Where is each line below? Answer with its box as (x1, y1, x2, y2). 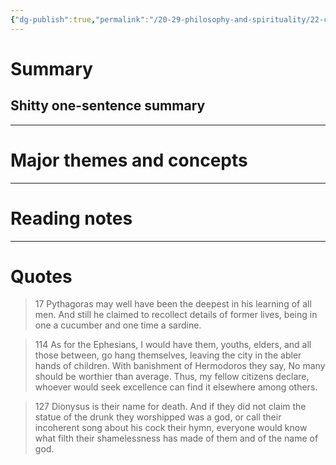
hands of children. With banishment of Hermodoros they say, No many (34, 360, 326, 372)
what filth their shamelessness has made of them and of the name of (34, 432, 319, 445)
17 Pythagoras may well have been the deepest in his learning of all (34, 298, 312, 310)
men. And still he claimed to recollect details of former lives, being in (34, 309, 318, 321)
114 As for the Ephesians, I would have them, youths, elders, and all (34, 339, 312, 351)
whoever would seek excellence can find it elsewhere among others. (34, 381, 318, 393)
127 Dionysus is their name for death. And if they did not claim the (34, 401, 307, 413)
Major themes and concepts (10, 149, 248, 171)
